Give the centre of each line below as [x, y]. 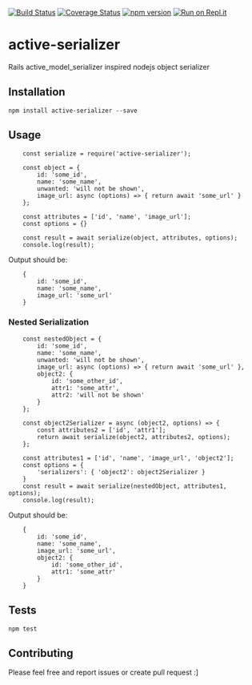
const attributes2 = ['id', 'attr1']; [102, 430]
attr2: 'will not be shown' [98, 395]
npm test [23, 629]
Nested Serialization [49, 322]
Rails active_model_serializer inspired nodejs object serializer [109, 66]
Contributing [41, 653]
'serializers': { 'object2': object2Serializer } [121, 472]
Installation [37, 92]
